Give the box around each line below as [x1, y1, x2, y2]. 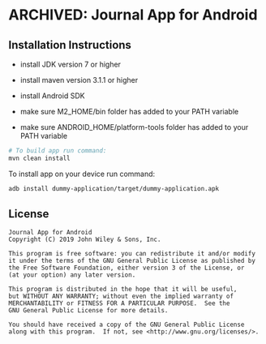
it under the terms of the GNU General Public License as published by [8, 257, 255, 265]
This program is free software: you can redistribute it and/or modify [8, 250, 255, 258]
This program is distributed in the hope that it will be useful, [8, 286, 238, 294]
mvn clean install [8, 154, 71, 162]
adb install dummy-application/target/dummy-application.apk [8, 184, 220, 192]
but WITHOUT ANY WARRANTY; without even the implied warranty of [8, 292, 234, 301]
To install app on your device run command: [8, 169, 156, 178]
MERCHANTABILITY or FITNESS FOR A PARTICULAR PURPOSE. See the [8, 299, 230, 307]
